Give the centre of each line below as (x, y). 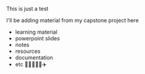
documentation (34, 57)
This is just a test (27, 9)
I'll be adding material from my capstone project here (72, 20)
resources (28, 51)
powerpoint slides (37, 38)
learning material (36, 32)
